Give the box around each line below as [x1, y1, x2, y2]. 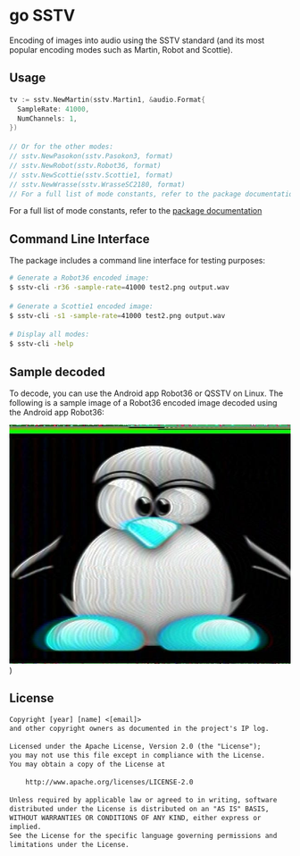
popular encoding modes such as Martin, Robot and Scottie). [9, 44, 234, 55]
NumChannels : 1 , [17, 113, 78, 123]
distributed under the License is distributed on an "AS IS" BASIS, [9, 805, 270, 814]
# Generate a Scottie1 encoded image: [9, 301, 154, 311]
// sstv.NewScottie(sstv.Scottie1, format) [9, 171, 174, 180]
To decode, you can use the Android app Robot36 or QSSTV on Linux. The [9, 388, 284, 399]
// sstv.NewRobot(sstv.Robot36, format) [9, 161, 162, 170]
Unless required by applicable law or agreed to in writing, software [9, 796, 278, 805]
